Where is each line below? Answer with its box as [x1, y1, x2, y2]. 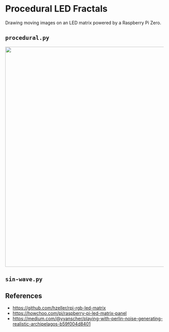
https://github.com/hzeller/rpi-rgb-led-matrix [12, 305, 106, 311]
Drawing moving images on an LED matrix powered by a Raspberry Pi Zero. [5, 20, 161, 26]
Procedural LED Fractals [5, 3, 108, 15]
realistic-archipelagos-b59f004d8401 [12, 320, 91, 327]
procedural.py [5, 34, 49, 42]
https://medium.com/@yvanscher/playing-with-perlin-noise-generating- [12, 315, 163, 321]
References [5, 291, 42, 300]
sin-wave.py [5, 276, 43, 283]
